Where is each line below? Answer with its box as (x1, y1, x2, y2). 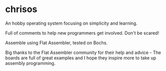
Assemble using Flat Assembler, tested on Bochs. (5, 39, 108, 46)
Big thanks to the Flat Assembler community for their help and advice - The (5, 49, 161, 55)
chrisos (5, 4, 38, 15)
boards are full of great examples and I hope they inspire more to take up (5, 54, 156, 61)
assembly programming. (5, 60, 56, 66)
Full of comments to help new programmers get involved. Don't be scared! (5, 30, 159, 36)
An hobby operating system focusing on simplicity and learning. (5, 20, 137, 26)
